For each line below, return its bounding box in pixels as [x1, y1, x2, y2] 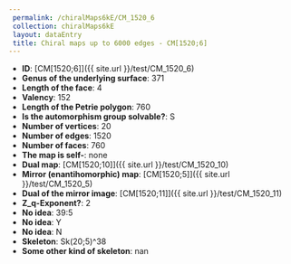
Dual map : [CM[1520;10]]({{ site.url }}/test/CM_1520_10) [21, 159, 229, 170]
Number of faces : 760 [21, 140, 106, 151]
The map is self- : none [21, 150, 108, 161]
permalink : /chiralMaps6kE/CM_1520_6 [12, 13, 155, 23]
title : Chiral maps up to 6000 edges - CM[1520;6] [12, 38, 208, 48]
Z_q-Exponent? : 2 [21, 198, 92, 209]
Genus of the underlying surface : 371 [21, 73, 165, 84]
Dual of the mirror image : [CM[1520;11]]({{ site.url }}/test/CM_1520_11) [21, 188, 283, 199]
